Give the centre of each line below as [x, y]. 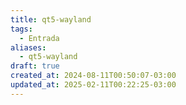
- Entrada [39, 38]
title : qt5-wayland [51, 19]
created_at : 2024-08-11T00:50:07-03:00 [93, 76]
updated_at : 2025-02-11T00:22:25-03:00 [93, 85]
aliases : [28, 47]
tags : [21, 29]
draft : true [35, 66]
